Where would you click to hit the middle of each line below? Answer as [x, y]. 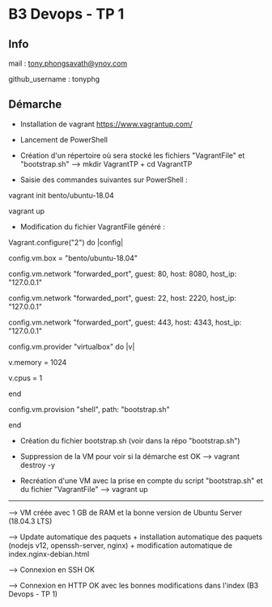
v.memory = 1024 [38, 362]
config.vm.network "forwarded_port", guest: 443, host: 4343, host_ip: [125, 322]
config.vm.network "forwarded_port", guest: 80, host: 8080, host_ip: [123, 274]
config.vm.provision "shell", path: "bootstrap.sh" [89, 409]
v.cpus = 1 [25, 378]
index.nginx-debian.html [49, 554]
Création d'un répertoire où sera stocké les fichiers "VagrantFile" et [132, 155]
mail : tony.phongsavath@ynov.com [68, 63]
